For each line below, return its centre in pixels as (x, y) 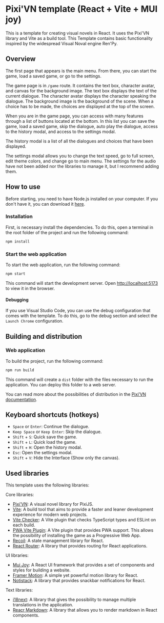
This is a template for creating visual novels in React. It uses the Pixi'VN (77, 33)
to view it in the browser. (30, 288)
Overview (21, 59)
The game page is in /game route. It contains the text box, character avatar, (80, 85)
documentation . (21, 399)
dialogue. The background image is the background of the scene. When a (80, 101)
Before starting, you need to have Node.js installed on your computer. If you (82, 199)
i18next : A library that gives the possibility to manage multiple (74, 599)
